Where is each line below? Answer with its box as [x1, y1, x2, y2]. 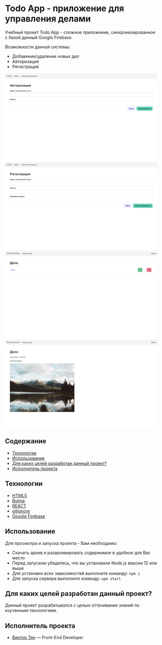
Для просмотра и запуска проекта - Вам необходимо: [5, 540, 118, 546]
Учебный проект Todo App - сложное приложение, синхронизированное [5, 29, 156, 35]
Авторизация [12, 58, 40, 64]
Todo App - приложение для [5, 3, 124, 14]
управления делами [5, 13, 91, 24]
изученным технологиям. [5, 608, 58, 613]
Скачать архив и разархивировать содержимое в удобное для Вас [12, 550, 151, 556]
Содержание [5, 437, 47, 445]
